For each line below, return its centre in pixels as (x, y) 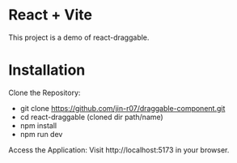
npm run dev (41, 134)
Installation (47, 70)
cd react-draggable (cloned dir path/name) (91, 117)
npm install (38, 125)
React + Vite (51, 15)
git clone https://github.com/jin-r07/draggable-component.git (123, 108)
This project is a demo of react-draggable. (79, 37)
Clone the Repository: (44, 92)
